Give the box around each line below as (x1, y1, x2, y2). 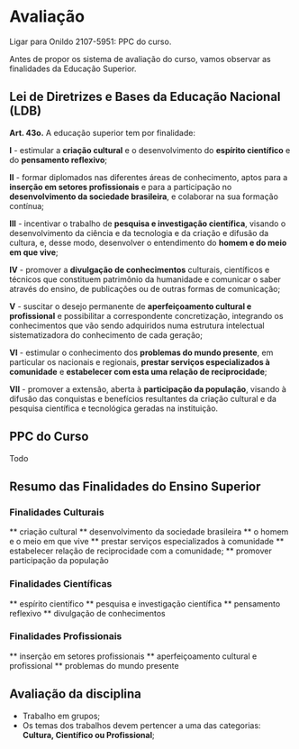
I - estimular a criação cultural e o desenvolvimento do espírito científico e (9, 144, 291, 155)
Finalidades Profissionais (9, 630, 122, 643)
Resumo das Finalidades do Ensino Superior (9, 479, 261, 494)
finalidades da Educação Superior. (9, 63, 137, 74)
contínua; (9, 200, 45, 211)
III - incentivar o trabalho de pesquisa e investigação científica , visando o (9, 218, 286, 229)
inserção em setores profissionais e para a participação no (9, 181, 232, 192)
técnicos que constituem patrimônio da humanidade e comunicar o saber (9, 273, 282, 285)
